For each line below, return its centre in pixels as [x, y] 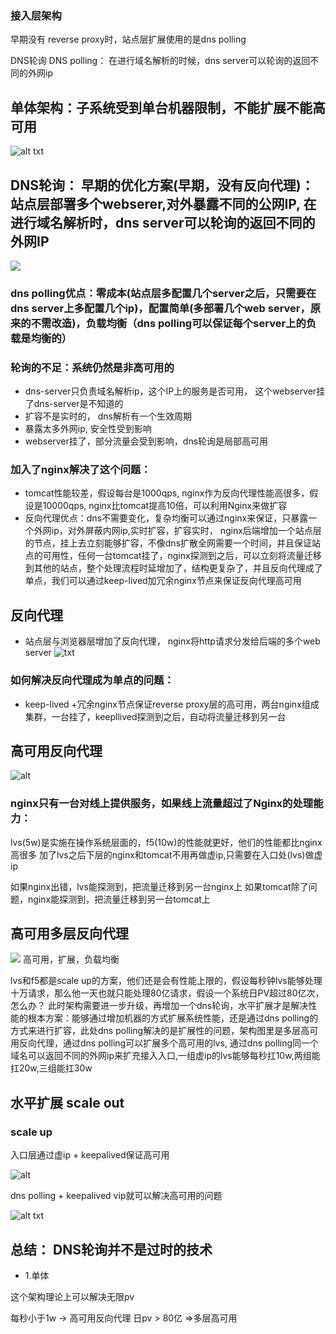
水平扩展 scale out [67, 1102]
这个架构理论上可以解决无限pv [72, 1296]
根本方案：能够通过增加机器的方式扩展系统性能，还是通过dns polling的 [173, 1018]
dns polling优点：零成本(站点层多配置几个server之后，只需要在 [163, 293]
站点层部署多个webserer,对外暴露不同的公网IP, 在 [163, 203]
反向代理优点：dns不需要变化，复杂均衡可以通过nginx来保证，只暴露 [166, 518]
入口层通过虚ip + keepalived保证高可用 [90, 1155]
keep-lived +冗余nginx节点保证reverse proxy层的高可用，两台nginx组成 [172, 704]
